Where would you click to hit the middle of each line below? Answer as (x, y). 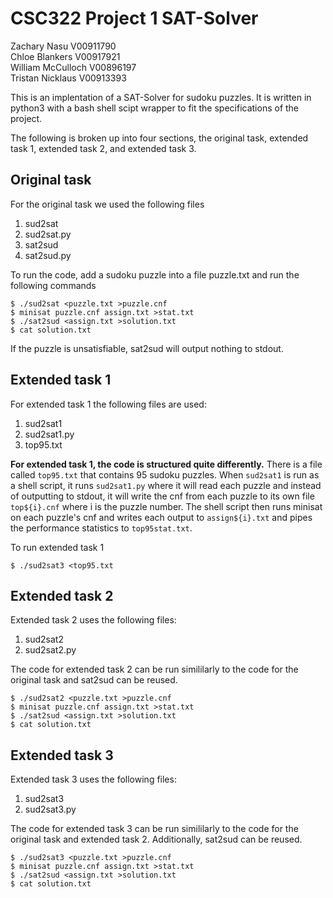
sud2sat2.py (50, 650)
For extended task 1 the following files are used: (108, 404)
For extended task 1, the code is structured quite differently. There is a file (166, 464)
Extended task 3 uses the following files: (93, 779)
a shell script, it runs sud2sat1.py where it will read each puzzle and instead (166, 485)
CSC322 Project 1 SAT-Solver (134, 18)
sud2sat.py (48, 234)
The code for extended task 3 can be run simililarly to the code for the (154, 829)
